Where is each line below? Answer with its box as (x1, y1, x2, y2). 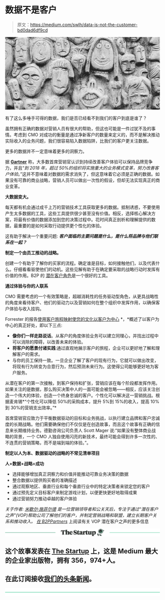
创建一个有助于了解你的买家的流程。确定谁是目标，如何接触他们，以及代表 (5, 260, 156, 266)
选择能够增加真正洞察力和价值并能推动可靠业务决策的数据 (12, 471, 129, 477)
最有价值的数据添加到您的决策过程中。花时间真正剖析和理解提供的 (18, 216, 151, 222)
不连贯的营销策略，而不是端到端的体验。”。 (5, 440, 91, 446)
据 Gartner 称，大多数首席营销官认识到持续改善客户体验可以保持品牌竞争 (5, 158, 153, 165)
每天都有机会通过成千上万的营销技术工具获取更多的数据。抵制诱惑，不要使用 (5, 204, 160, 210)
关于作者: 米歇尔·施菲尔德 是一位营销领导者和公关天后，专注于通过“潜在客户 (5, 506, 159, 512)
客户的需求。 (16, 351, 43, 357)
